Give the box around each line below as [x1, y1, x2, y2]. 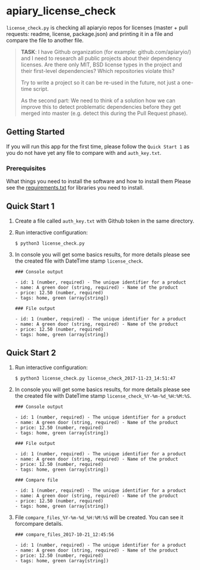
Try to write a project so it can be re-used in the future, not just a [20, 79, 180, 86]
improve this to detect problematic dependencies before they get [20, 103, 181, 110]
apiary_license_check [6, 4, 116, 18]
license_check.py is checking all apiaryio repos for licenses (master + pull [6, 24, 188, 31]
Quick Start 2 [6, 348, 57, 358]
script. [33, 85, 49, 92]
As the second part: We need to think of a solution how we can [20, 97, 176, 104]
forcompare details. [14, 520, 63, 527]
